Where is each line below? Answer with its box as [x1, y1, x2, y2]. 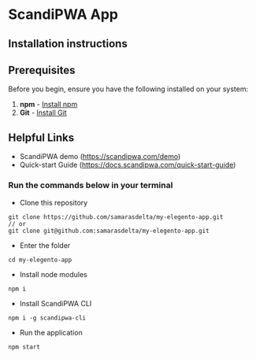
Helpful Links [8, 131, 75, 144]
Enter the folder [19, 240, 71, 250]
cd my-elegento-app [8, 256, 72, 264]
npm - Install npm [19, 100, 78, 109]
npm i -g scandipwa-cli [8, 313, 87, 322]
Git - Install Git [19, 108, 67, 117]
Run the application [19, 328, 83, 337]
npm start [8, 342, 41, 351]
